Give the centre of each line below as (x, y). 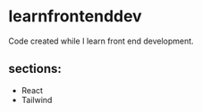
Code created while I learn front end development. (101, 41)
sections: (35, 69)
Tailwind (37, 100)
